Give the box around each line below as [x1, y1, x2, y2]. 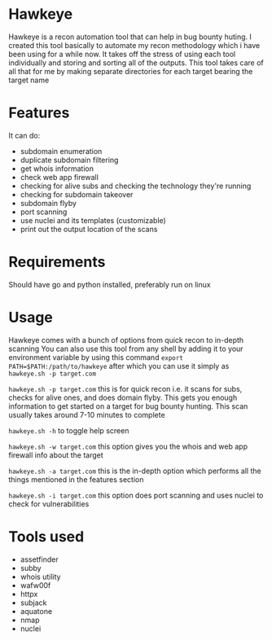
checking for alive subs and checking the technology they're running [20, 181, 252, 191]
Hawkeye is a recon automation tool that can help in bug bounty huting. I [8, 32, 252, 42]
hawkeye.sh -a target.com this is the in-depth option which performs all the [8, 466, 262, 476]
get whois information [20, 164, 94, 173]
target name [8, 75, 50, 85]
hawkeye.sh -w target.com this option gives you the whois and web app [8, 441, 248, 451]
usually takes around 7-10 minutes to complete [8, 410, 165, 419]
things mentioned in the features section [8, 474, 144, 484]
